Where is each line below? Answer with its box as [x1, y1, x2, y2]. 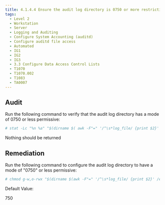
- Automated [9, 44, 34, 49]
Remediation [5, 149, 45, 157]
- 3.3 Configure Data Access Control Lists [9, 62, 100, 67]
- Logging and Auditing [9, 30, 58, 35]
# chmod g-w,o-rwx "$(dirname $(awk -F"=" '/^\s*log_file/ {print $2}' [5, 177, 155, 182]
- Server [9, 26, 27, 30]
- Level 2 [9, 16, 29, 21]
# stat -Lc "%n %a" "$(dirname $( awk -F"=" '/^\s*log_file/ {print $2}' [5, 126, 160, 131]
